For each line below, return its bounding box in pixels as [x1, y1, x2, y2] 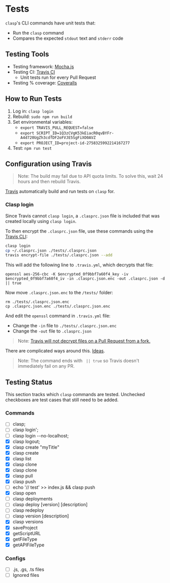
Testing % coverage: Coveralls [12, 79, 77, 86]
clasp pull [12, 473, 33, 479]
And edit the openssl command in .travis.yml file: [5, 313, 111, 319]
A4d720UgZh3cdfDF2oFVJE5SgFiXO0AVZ [20, 135, 96, 140]
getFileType [12, 536, 37, 542]
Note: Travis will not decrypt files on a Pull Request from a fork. [17, 338, 151, 344]
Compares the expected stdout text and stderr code [12, 35, 124, 41]
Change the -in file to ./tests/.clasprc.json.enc [12, 323, 117, 329]
